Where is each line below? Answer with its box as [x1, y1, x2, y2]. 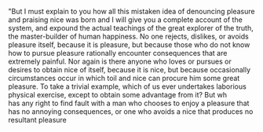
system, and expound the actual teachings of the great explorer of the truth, [8, 24, 254, 32]
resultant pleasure [8, 115, 67, 124]
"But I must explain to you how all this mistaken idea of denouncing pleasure [8, 7, 255, 16]
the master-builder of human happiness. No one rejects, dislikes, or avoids [8, 31, 249, 41]
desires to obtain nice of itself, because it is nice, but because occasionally [8, 65, 251, 74]
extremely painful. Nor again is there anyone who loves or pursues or [8, 57, 232, 66]
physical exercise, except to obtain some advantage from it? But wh [8, 90, 228, 99]
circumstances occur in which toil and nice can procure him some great [8, 74, 240, 82]
